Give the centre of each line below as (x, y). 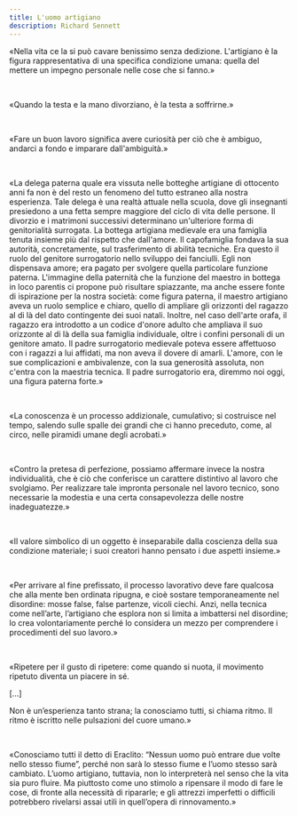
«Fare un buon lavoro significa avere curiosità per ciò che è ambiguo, (136, 139)
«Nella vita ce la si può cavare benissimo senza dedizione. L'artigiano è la (144, 51)
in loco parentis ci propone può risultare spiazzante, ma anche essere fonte (147, 286)
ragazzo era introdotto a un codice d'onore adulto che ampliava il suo (136, 324)
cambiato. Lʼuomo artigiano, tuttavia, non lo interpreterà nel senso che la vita (149, 773)
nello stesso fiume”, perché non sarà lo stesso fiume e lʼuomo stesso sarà (143, 764)
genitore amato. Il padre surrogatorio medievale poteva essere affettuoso (143, 343)
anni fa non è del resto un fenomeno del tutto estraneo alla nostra (129, 192)
